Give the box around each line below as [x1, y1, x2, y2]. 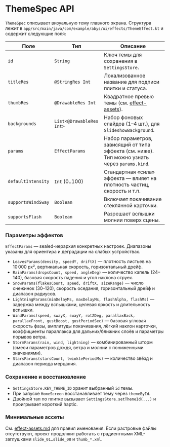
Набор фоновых [103, 114, 143, 121]
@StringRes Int [54, 79, 91, 85]
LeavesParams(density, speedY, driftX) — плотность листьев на [12, 258, 151, 265]
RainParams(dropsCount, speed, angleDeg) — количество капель [12, 269, 150, 275]
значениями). [12, 350, 42, 356]
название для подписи [103, 78, 160, 85]
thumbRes [8, 100, 29, 105]
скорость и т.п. [103, 187, 141, 194]
